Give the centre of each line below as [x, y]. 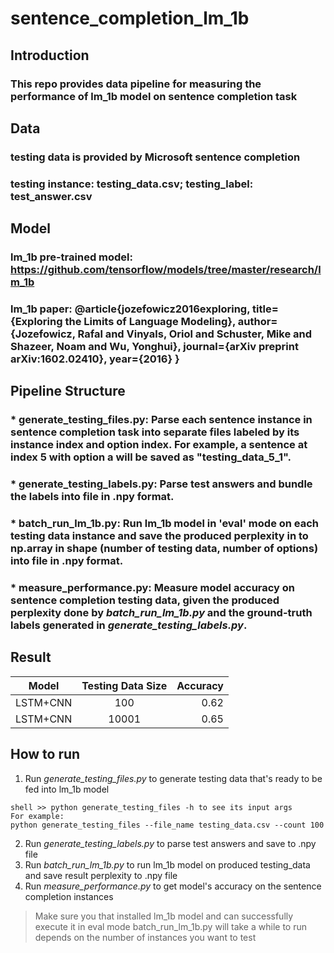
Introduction [50, 55]
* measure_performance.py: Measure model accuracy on [153, 588]
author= [257, 321]
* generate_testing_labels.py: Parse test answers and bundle [161, 484]
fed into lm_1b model [67, 789]
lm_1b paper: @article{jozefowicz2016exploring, [130, 309]
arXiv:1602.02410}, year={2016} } [95, 359]
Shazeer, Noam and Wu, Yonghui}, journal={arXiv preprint [154, 346]
